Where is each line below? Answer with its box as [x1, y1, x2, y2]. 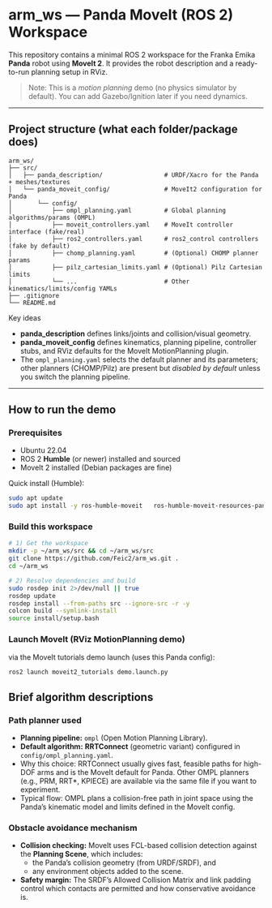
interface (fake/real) [8, 227, 85, 236]
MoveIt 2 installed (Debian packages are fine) [19, 463, 172, 472]
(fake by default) [8, 242, 70, 250]
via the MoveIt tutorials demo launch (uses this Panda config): [8, 652, 215, 662]
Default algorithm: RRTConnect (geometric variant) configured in [19, 742, 240, 751]
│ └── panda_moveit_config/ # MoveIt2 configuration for [8, 185, 263, 193]
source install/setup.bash [8, 614, 100, 622]
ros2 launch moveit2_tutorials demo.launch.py [8, 668, 168, 676]
